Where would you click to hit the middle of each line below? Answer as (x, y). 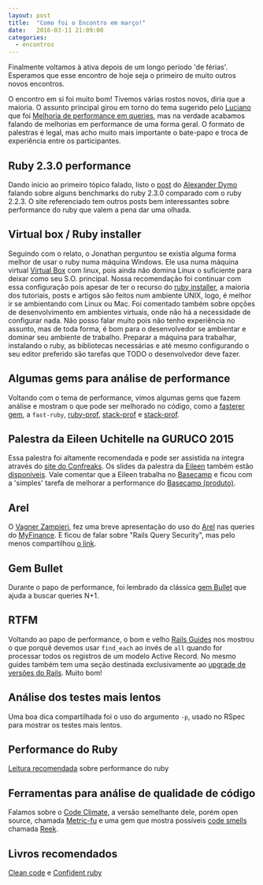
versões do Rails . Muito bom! (55, 672)
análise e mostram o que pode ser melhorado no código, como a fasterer (127, 405)
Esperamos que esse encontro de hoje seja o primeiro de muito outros (122, 76)
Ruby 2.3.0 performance (70, 166)
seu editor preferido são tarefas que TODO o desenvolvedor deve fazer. (124, 354)
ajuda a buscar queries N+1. (54, 596)
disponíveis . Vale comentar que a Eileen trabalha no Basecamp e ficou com (130, 475)
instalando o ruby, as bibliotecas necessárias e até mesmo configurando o (129, 345)
